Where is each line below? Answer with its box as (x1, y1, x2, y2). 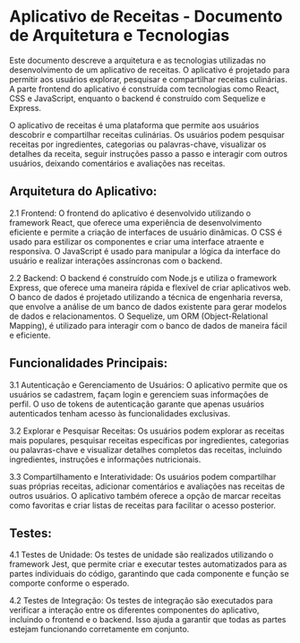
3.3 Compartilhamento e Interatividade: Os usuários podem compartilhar (9, 471, 277, 482)
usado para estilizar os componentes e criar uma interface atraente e (9, 236, 264, 247)
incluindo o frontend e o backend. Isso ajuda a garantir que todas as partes (9, 614, 287, 625)
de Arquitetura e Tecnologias (9, 25, 230, 46)
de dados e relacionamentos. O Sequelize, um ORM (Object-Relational (9, 311, 269, 321)
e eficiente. (9, 330, 51, 340)
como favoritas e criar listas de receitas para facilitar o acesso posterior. (9, 500, 276, 510)
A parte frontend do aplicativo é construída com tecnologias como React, (9, 83, 279, 94)
